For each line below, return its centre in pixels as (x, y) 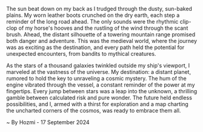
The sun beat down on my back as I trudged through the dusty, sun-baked (99, 9)
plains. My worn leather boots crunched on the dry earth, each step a (93, 15)
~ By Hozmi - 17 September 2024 (48, 122)
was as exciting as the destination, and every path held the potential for (95, 47)
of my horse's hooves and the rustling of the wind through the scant (103, 28)
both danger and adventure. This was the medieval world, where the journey (102, 41)
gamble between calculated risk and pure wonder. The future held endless (99, 97)
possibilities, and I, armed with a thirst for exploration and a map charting (98, 104)
